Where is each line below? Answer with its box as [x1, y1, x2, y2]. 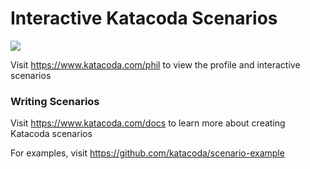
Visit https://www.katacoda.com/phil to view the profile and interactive [10, 58, 301, 71]
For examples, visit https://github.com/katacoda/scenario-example [10, 147, 285, 159]
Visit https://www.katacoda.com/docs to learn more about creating [10, 117, 286, 129]
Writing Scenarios [10, 94, 100, 108]
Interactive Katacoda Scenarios [10, 7, 278, 30]
